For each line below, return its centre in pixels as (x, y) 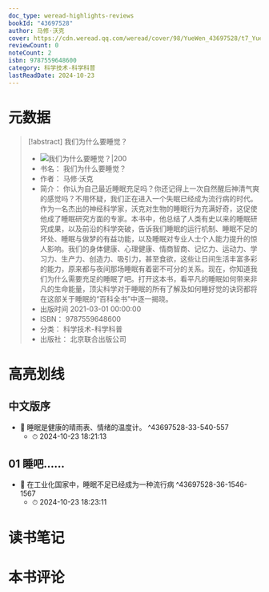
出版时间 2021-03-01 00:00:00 (90, 309)
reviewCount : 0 (34, 46)
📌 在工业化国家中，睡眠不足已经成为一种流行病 (97, 485)
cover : (19, 38)
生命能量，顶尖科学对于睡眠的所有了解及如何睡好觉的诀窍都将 (156, 289)
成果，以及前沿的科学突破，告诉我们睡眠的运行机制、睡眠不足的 (152, 229)
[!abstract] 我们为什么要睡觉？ (78, 141)
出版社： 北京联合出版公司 (83, 339)
